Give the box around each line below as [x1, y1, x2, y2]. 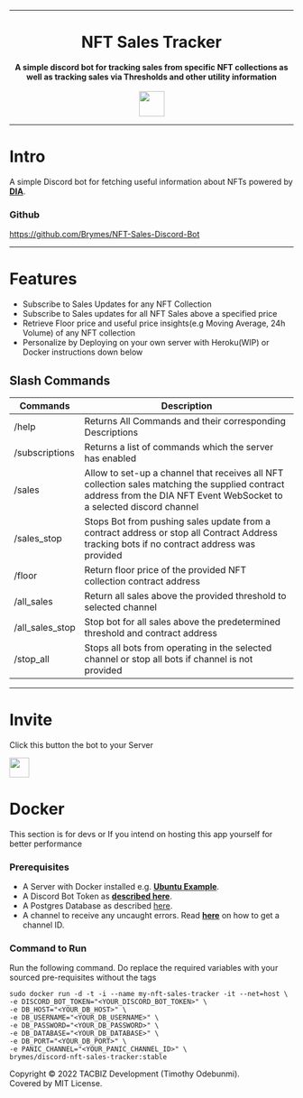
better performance [9, 838, 83, 849]
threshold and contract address [84, 626, 218, 639]
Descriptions [84, 426, 139, 438]
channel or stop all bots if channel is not [84, 652, 253, 665]
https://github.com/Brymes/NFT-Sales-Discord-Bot [9, 229, 200, 240]
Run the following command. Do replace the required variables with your [9, 963, 279, 973]
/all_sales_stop [14, 621, 77, 633]
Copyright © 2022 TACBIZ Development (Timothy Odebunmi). [9, 1068, 241, 1079]
